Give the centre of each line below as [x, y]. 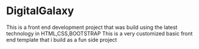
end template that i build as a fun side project [62, 40]
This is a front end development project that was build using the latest [92, 27]
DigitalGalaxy [40, 11]
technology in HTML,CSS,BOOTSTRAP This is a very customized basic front [99, 33]
